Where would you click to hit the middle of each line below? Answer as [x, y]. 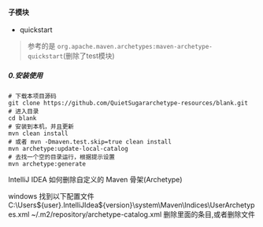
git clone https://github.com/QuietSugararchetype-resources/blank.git [128, 103]
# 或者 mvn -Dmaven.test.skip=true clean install [90, 142]
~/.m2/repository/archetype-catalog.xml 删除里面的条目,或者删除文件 [143, 214]
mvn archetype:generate [47, 164]
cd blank [22, 119]
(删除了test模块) [89, 56]
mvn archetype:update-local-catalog [68, 149]
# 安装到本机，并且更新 [41, 127]
